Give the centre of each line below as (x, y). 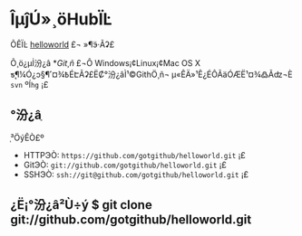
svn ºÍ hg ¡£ (29, 84)
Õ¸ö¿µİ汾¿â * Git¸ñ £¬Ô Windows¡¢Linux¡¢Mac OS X (105, 62)
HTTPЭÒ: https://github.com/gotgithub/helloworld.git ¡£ (134, 155)
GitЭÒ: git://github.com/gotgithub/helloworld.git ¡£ (125, 165)
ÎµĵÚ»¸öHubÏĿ (61, 19)
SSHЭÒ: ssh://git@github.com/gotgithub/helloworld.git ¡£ (136, 174)
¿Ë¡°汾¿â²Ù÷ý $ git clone (81, 205)
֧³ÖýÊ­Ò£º (27, 137)
